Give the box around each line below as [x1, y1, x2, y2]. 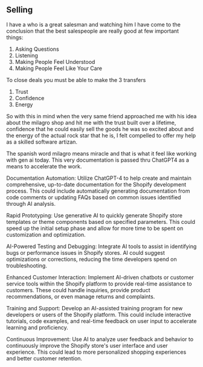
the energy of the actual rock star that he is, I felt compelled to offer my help [6, 132, 196, 139]
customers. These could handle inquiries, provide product [6, 286, 150, 293]
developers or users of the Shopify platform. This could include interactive [6, 311, 192, 318]
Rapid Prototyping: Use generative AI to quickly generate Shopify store [6, 211, 183, 219]
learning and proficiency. [6, 324, 68, 331]
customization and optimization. [6, 231, 86, 238]
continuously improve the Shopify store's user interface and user [6, 342, 168, 349]
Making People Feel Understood [14, 58, 95, 65]
